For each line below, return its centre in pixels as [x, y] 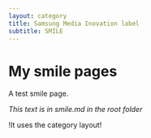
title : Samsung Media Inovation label [74, 24]
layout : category [38, 16]
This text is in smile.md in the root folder [75, 110]
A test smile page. [39, 93]
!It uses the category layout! [55, 125]
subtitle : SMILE [36, 31]
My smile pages [63, 71]
